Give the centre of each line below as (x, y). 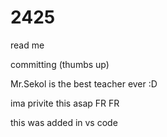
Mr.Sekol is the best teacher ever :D (84, 83)
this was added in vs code (64, 122)
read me (27, 45)
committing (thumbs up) (60, 64)
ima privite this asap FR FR (65, 103)
